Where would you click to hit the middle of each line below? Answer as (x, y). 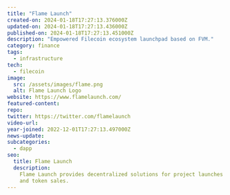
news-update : (26, 136)
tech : (15, 65)
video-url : (23, 123)
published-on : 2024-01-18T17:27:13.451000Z (71, 33)
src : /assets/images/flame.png (58, 84)
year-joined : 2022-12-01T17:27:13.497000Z (69, 129)
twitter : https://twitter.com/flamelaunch (69, 116)
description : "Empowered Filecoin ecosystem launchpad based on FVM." (111, 39)
